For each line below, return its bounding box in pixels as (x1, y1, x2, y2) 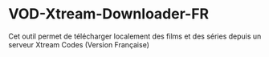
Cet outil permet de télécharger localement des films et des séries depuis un (8, 31, 262, 41)
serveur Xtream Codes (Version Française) (8, 39, 150, 49)
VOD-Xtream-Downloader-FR (8, 5, 210, 23)
